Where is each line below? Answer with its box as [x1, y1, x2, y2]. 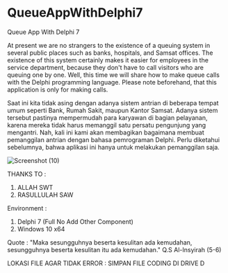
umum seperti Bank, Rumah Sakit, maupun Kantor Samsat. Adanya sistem [7, 106, 218, 114]
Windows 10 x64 [17, 224, 65, 233]
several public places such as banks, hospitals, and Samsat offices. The [7, 49, 213, 57]
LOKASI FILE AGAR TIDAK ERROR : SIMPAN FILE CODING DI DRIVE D [7, 258, 205, 267]
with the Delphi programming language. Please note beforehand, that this [7, 78, 217, 86]
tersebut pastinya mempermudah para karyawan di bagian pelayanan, [7, 113, 208, 122]
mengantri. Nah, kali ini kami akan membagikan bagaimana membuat [7, 128, 205, 136]
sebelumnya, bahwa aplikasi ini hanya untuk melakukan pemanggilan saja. [7, 143, 220, 151]
